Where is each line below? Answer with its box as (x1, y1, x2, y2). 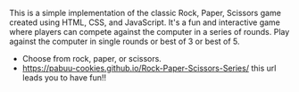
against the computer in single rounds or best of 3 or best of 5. (9, 36, 240, 46)
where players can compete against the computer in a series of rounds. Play (9, 27, 290, 37)
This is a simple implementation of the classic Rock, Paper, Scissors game (9, 8, 281, 18)
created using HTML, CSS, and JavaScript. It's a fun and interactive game (9, 17, 281, 28)
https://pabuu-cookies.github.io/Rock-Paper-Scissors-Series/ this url (21, 63, 277, 73)
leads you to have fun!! (21, 72, 107, 83)
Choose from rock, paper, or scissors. (21, 54, 162, 63)
